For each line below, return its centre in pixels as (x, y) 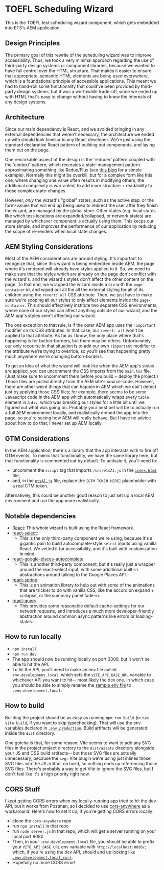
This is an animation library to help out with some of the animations (87, 585)
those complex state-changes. (36, 191)
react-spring (25, 580)
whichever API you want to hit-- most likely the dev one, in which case (83, 680)
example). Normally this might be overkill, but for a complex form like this (79, 175)
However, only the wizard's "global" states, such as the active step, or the (80, 200)
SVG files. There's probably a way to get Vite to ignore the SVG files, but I (79, 769)
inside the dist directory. (30, 733)
